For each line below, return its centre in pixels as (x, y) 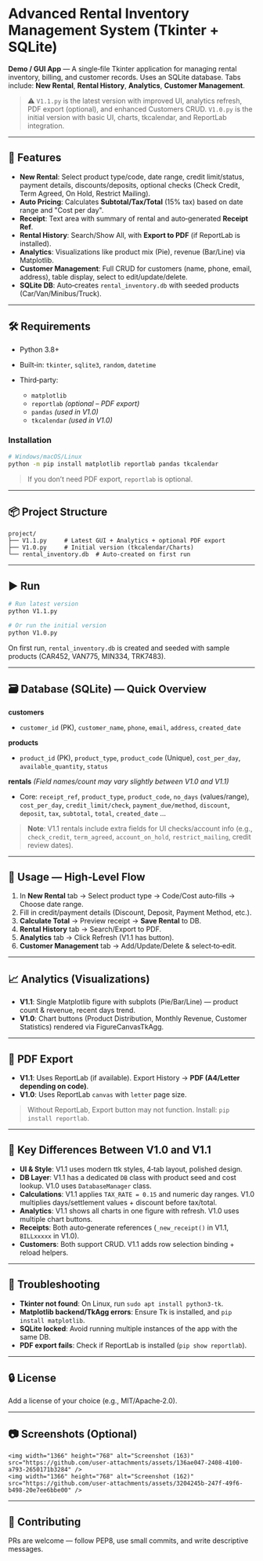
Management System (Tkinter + (113, 30)
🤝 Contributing (45, 1521)
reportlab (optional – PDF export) (85, 403)
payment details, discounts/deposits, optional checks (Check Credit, (130, 185)
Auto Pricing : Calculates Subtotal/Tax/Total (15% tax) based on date (131, 202)
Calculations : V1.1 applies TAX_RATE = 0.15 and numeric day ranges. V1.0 (137, 1194)
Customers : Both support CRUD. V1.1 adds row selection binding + (127, 1244)
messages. (26, 1549)
